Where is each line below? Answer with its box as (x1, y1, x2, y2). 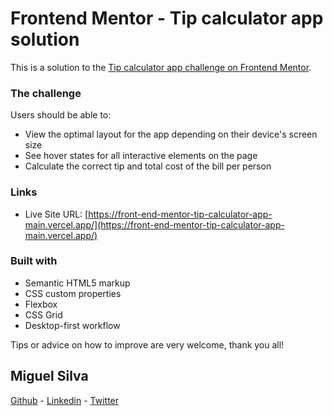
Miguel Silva (10, 368, 89, 385)
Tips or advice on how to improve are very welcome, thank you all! (10, 338, 285, 351)
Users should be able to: (10, 109, 112, 121)
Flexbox (24, 298, 58, 310)
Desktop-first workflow (24, 319, 121, 331)
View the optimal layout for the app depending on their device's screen (24, 128, 318, 141)
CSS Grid (24, 308, 63, 321)
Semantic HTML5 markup (24, 277, 131, 289)
